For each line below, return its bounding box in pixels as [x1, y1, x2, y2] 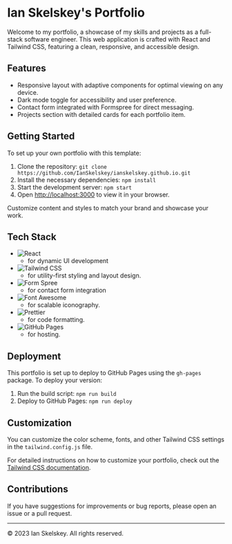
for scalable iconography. [27, 301, 100, 309]
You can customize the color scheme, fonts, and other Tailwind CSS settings [7, 435, 224, 444]
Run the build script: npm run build [17, 390, 117, 398]
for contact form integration [27, 286, 107, 295]
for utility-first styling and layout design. [27, 271, 142, 280]
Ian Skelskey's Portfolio [7, 5, 145, 21]
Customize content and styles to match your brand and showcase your [7, 203, 209, 212]
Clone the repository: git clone [17, 162, 107, 170]
